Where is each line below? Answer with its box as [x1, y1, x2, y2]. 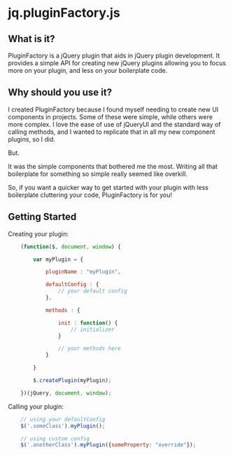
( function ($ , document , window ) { [20, 243, 121, 250]
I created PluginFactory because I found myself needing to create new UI [8, 105, 219, 114]
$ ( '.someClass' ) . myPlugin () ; [20, 422, 106, 429]
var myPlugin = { [33, 256, 83, 263]
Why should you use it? [8, 86, 113, 99]
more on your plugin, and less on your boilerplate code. [8, 67, 168, 74]
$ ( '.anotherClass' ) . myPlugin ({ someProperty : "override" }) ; [20, 442, 197, 449]
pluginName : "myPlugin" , [45, 269, 121, 276]
